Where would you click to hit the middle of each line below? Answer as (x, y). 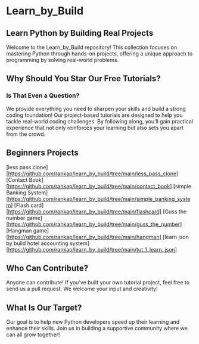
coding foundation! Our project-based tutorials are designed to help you (94, 115)
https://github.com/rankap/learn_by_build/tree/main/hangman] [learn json (99, 237)
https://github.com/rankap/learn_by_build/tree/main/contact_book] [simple (100, 186)
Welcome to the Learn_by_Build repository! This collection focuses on (92, 47)
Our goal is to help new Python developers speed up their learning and (93, 322)
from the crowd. (26, 134)
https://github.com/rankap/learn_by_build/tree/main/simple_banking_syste (99, 199)
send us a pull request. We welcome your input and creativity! (82, 289)
